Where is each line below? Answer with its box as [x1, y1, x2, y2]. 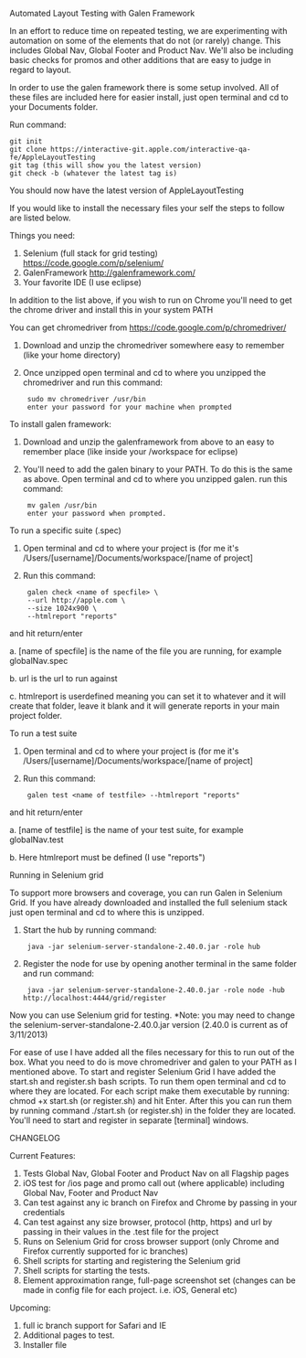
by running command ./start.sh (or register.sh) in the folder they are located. [9, 1106, 297, 1116]
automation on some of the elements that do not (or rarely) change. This [9, 36, 281, 46]
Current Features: [9, 1150, 76, 1160]
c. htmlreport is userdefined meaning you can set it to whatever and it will [9, 690, 286, 701]
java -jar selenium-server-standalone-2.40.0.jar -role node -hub [26, 986, 285, 995]
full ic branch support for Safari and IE [22, 1321, 167, 1331]
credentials [22, 1207, 66, 1217]
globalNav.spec [9, 656, 69, 666]
